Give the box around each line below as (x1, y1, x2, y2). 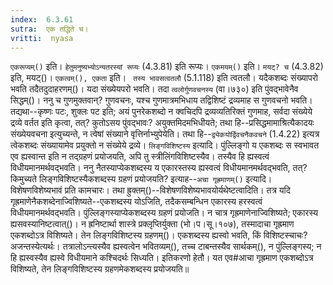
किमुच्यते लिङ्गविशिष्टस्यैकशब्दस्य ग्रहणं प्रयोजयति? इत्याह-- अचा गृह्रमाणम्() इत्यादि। (10, 173, 273, 185)
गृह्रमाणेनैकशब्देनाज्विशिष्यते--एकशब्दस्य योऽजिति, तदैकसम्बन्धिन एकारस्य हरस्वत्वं (10, 196, 263, 208)
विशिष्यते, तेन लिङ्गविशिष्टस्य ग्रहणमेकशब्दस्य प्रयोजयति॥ (10, 263, 190, 275)
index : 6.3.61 (10, 14, 74, 25)
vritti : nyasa (10, 33, 74, 43)
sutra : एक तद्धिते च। (10, 24, 89, 34)
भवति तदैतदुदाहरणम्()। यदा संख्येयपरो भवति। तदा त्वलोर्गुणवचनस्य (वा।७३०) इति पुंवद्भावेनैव (10, 83, 299, 95)
